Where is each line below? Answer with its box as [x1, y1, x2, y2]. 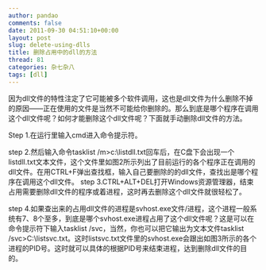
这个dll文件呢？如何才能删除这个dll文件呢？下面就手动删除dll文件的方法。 [8, 113, 248, 123]
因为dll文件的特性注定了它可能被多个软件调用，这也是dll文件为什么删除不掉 [8, 93, 253, 103]
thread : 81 [8, 56, 44, 64]
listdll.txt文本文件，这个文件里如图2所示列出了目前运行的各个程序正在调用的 [8, 156, 256, 167]
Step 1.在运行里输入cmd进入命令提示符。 [8, 130, 142, 140]
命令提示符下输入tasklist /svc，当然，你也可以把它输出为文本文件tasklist [8, 223, 245, 233]
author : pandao [8, 11, 59, 20]
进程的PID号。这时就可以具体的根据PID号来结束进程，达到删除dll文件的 [8, 243, 241, 253]
